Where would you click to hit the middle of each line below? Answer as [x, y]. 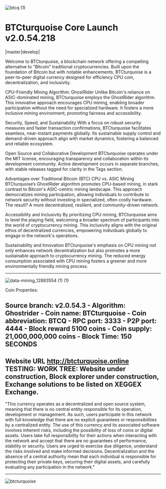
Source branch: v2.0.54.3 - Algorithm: [65, 306]
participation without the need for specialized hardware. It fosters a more [80, 108]
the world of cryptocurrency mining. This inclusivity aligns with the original [81, 225]
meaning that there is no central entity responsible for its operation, [74, 409]
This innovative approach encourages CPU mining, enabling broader [75, 102]
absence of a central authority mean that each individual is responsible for [81, 457]
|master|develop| [23, 51]
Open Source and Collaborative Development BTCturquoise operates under [82, 153]
